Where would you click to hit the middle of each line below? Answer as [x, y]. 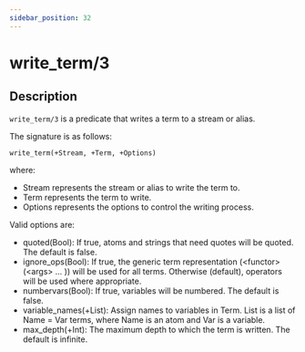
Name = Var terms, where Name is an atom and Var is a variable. [144, 319]
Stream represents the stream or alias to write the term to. [131, 187]
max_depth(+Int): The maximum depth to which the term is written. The [156, 329]
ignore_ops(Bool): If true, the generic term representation [130, 262]
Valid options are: [42, 224]
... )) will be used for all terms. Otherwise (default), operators [168, 271]
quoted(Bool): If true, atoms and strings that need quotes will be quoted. [158, 242]
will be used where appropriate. [82, 281]
